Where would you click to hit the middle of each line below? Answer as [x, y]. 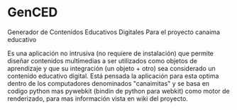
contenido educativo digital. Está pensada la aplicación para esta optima [113, 76]
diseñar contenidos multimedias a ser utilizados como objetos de [102, 60]
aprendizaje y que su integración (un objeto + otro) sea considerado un [111, 68]
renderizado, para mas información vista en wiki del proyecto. [98, 98]
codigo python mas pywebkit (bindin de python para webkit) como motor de [118, 91]
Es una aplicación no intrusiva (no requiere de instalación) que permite [111, 53]
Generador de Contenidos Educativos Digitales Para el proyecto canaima [114, 32]
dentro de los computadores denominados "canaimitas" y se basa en [109, 83]
